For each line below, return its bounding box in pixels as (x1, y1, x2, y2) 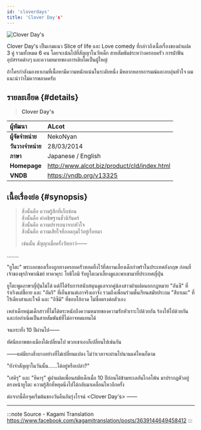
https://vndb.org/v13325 (47, 171, 118, 180)
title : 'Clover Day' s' (7, 14, 63, 20)
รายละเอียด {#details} (7, 92, 79, 102)
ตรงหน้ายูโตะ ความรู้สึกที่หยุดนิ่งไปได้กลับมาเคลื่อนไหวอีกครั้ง (7, 381, 125, 388)
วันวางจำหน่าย (10, 142, 42, 150)
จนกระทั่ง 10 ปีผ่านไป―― (7, 326, 60, 334)
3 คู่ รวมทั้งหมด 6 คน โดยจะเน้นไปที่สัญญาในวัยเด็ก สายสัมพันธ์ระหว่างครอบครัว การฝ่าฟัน (7, 49, 184, 56)
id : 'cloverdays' (7, 8, 50, 15)
